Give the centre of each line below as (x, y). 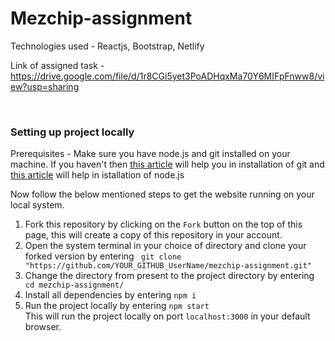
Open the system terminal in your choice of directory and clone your (165, 246)
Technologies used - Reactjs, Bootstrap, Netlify (107, 46)
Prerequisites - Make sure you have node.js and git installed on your (150, 154)
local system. (37, 205)
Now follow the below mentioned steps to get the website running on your (162, 194)
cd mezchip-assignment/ (74, 285)
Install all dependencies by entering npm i (110, 295)
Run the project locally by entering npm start (117, 306)
